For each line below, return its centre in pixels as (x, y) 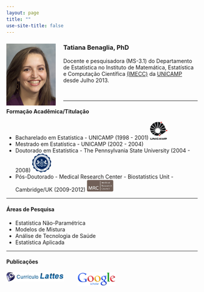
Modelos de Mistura (40, 229)
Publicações (22, 262)
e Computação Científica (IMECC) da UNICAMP (123, 73)
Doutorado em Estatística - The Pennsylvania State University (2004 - (102, 151)
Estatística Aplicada (40, 242)
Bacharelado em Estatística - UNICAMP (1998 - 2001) (82, 138)
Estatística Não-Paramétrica (50, 223)
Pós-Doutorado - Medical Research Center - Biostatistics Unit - (94, 177)
